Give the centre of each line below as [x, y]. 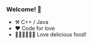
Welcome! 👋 [24, 9]
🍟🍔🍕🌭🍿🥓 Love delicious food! [50, 35]
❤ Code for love [35, 28]
